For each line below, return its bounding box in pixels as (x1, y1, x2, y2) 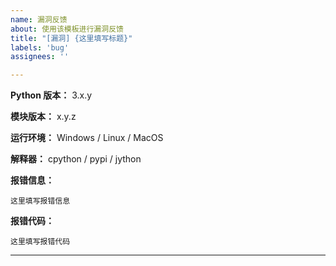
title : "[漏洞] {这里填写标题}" (10, 33, 133, 43)
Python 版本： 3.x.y (10, 89, 93, 101)
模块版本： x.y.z (10, 111, 77, 123)
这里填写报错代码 (10, 237, 71, 247)
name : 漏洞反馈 (10, 14, 68, 25)
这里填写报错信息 (10, 196, 71, 206)
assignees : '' (10, 52, 70, 62)
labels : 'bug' (10, 42, 70, 53)
